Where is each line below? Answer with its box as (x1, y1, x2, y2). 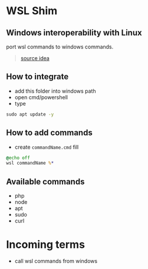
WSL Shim (6, 4, 58, 18)
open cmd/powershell (14, 93, 68, 101)
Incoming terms (6, 238, 85, 251)
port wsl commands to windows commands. (6, 43, 114, 50)
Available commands (6, 176, 85, 186)
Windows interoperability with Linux (6, 28, 143, 38)
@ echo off (6, 155, 31, 160)
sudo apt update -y (6, 111, 54, 117)
